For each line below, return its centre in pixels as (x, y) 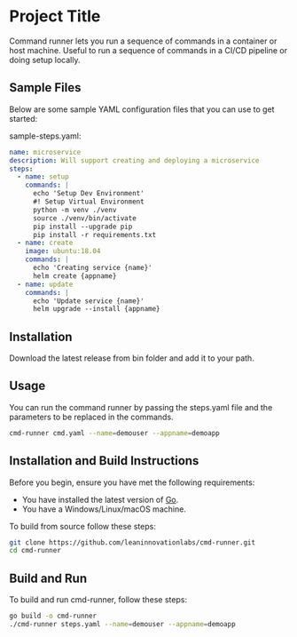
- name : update (45, 284)
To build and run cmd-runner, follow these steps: (98, 600)
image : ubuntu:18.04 (63, 251)
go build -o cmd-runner (53, 616)
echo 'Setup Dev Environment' (88, 194)
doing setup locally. (45, 60)
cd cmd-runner (35, 551)
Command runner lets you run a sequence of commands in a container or (143, 41)
